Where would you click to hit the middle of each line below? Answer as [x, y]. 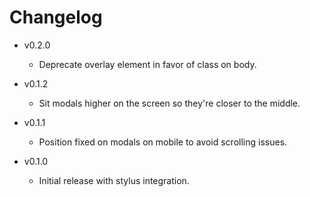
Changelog [56, 17]
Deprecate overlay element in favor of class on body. [147, 64]
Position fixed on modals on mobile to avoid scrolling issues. [163, 142]
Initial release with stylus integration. [114, 180]
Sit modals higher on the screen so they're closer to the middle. [169, 103]
